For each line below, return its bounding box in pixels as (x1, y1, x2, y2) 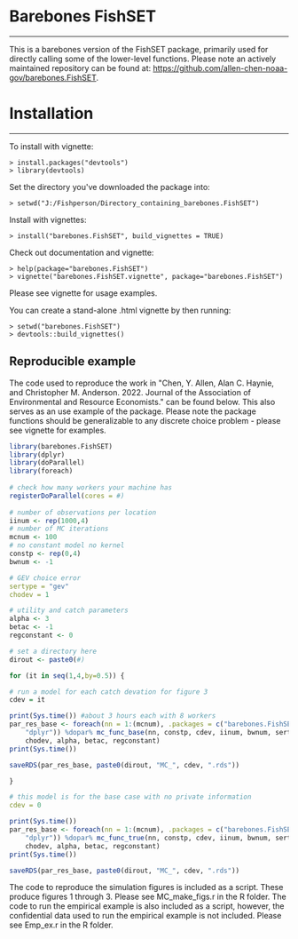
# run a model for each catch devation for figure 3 (9, 687, 208, 696)
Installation (9, 104, 94, 123)
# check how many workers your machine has (9, 483, 173, 492)
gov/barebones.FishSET (9, 72, 97, 83)
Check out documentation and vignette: (9, 247, 154, 258)
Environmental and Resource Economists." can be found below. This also (9, 396, 276, 407)
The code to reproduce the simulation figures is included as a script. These (9, 882, 284, 893)
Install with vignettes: (9, 214, 87, 225)
